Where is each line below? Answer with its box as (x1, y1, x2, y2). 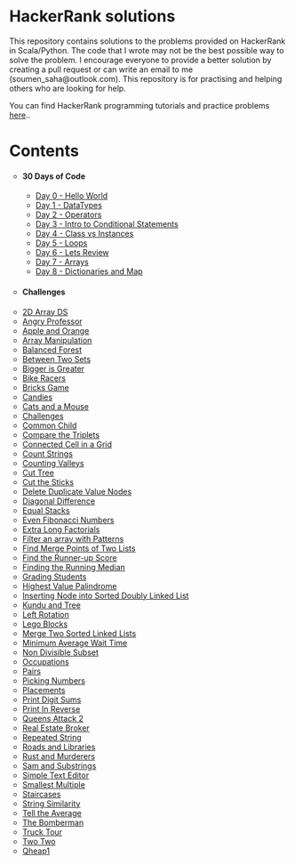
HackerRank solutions (9, 6, 176, 27)
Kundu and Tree (21, 599, 82, 610)
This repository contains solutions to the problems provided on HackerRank (9, 36, 286, 46)
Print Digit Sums (21, 694, 82, 705)
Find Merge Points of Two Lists (21, 543, 136, 554)
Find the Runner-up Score (21, 552, 117, 562)
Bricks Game (21, 382, 69, 392)
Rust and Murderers (21, 750, 96, 762)
